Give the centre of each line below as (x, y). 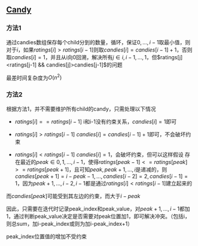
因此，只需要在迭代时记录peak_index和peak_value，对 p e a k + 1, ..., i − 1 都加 (98, 208)
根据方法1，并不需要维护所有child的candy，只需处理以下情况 (81, 109)
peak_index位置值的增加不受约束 (46, 236)
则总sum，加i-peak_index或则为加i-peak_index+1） (70, 223)
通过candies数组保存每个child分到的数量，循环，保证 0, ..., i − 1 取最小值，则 (98, 42)
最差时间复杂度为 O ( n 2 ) (34, 77)
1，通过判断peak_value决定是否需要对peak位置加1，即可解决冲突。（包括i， (98, 216)
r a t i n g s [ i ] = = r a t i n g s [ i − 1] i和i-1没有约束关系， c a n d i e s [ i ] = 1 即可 (96, 122)
